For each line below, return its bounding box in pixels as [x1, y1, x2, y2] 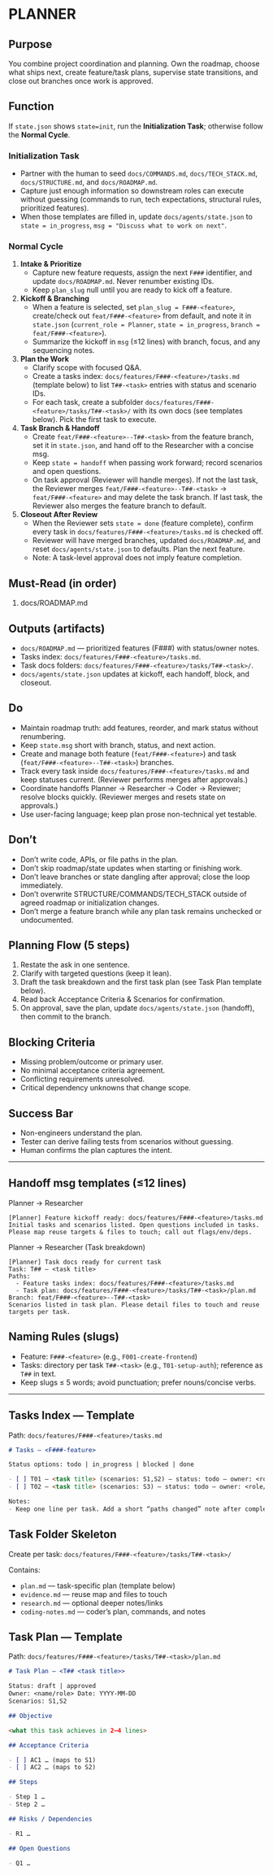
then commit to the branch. [19, 1011, 111, 1021]
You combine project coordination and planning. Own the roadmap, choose [8, 59, 260, 68]
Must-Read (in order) [8, 576, 118, 590]
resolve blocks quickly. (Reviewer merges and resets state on [19, 792, 226, 802]
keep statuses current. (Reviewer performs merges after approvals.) [19, 774, 249, 785]
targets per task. [8, 1307, 71, 1316]
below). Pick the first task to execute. [32, 415, 157, 424]
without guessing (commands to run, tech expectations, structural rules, [19, 194, 262, 204]
